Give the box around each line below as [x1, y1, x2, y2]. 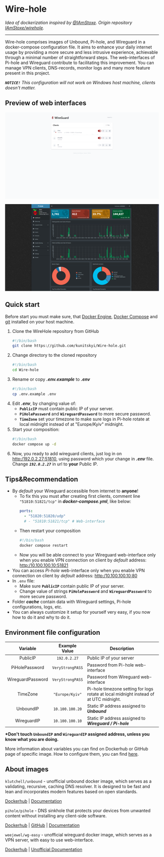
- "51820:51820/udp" [23, 514, 66, 519]
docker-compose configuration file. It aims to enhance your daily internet [5, 44, 152, 50]
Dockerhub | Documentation [5, 798, 62, 804]
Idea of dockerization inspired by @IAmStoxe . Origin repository [5, 20, 133, 25]
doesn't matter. [5, 85, 36, 91]
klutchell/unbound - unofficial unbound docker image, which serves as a [5, 778, 152, 784]
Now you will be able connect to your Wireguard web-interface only [19, 552, 156, 557]
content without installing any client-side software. [5, 812, 107, 818]
